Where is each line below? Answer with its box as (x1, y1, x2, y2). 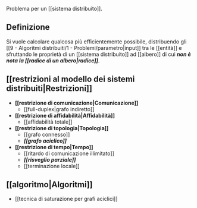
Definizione (6, 22, 50, 32)
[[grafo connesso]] (23, 131, 70, 138)
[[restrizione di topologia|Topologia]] (14, 124, 109, 131)
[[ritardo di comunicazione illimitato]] (23, 150, 115, 157)
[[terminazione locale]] (23, 162, 80, 169)
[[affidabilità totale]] (23, 118, 73, 125)
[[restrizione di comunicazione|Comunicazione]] (14, 99, 139, 106)
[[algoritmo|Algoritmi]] (6, 179, 93, 190)
